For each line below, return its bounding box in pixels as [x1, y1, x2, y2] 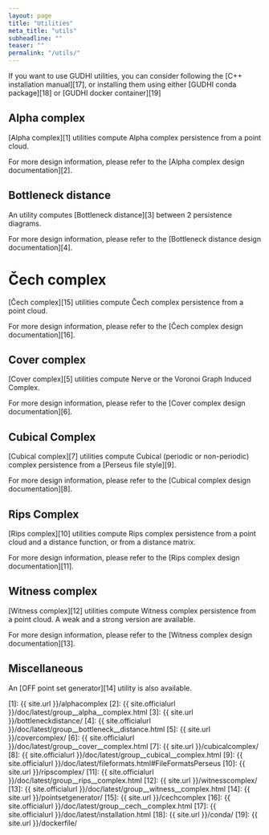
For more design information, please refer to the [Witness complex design [8, 629, 253, 639]
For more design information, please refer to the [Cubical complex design [8, 475, 251, 486]
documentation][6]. [8, 407, 73, 417]
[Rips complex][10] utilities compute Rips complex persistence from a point [8, 529, 257, 538]
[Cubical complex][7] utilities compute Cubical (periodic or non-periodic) [8, 451, 250, 462]
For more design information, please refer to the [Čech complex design [8, 321, 243, 331]
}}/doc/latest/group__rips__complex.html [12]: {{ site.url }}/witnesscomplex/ [8, 776, 258, 785]
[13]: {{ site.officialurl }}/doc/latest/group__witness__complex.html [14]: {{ [8, 784, 251, 793]
